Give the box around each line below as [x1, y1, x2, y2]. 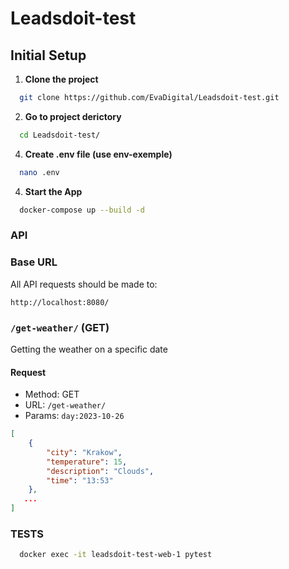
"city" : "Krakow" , [46, 447, 123, 457]
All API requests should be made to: [10, 278, 158, 290]
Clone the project [24, 73, 99, 85]
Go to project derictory [24, 110, 122, 122]
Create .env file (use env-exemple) [24, 148, 173, 160]
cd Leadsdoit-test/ [19, 130, 101, 140]
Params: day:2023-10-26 [24, 410, 125, 422]
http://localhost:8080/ [10, 297, 110, 307]
